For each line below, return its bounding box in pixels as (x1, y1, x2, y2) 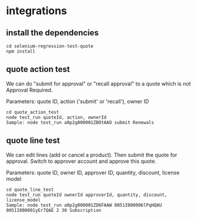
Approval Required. (6, 86, 53, 93)
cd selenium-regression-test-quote (6, 43, 94, 49)
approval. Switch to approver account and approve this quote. (6, 158, 156, 165)
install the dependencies (6, 28, 99, 38)
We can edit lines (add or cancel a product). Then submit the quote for (6, 151, 178, 158)
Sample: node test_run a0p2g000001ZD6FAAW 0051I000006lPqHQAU (6, 202, 162, 208)
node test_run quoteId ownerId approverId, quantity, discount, (6, 192, 168, 198)
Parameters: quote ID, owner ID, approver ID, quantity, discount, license (6, 169, 180, 176)
